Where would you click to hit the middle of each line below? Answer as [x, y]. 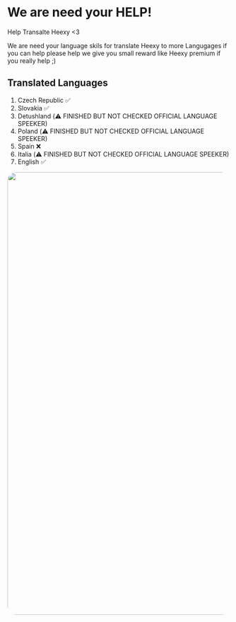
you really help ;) [32, 60]
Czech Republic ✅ [44, 100]
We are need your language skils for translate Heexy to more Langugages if [117, 45]
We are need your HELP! [79, 12]
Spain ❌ [29, 146]
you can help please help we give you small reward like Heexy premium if [114, 53]
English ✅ [32, 162]
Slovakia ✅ [33, 108]
